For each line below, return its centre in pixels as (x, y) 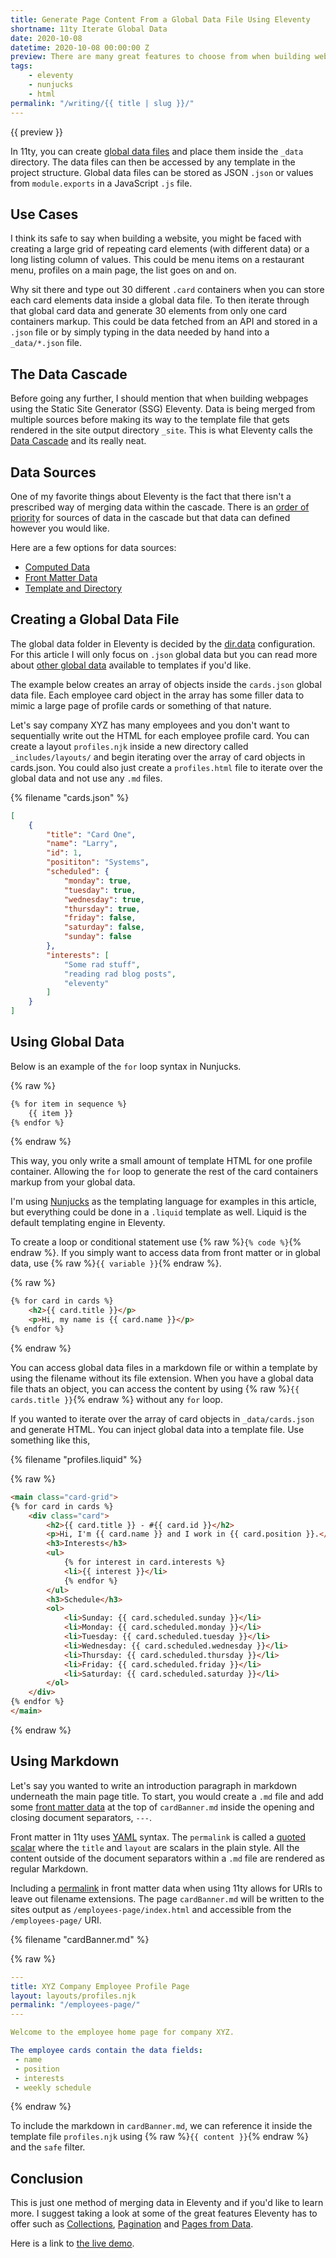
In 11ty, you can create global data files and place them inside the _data (157, 151)
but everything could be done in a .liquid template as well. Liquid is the (159, 1212)
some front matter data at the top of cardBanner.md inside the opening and (162, 1807)
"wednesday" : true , (104, 899)
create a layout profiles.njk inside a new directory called (129, 746)
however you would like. (60, 528)
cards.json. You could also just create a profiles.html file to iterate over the (166, 767)
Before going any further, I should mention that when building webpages (159, 398)
